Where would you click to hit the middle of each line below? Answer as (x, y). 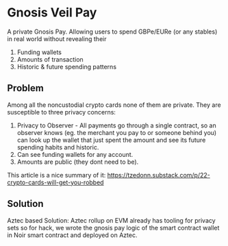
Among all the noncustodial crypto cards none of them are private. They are (114, 105)
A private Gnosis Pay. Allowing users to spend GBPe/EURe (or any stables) (112, 32)
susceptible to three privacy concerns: (62, 112)
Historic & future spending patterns (67, 66)
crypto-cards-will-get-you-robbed (55, 182)
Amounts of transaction (50, 59)
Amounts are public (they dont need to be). (78, 162)
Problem (26, 88)
